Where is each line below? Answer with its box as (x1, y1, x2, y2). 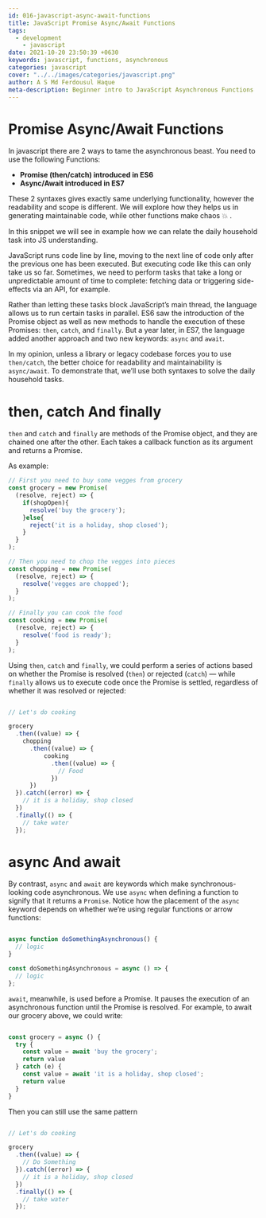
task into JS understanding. (8, 236, 98, 245)
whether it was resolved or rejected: (8, 685, 126, 695)
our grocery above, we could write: (8, 1010, 123, 1020)
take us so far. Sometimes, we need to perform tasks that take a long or (8, 267, 242, 277)
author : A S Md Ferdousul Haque (8, 78, 115, 86)
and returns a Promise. (8, 446, 83, 455)
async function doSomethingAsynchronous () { (8, 935, 158, 943)
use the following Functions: (8, 154, 101, 164)
